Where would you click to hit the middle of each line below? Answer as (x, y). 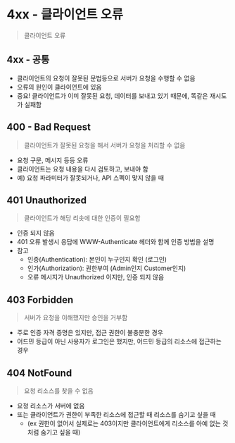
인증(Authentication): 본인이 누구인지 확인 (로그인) (97, 260)
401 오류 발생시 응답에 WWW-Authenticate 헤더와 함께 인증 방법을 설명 (115, 242)
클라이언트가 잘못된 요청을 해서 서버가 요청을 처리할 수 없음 (104, 145)
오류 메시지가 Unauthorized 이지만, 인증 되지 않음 (96, 277)
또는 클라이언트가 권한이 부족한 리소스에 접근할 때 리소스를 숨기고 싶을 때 (116, 414)
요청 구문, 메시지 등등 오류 (52, 160)
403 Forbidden (40, 299)
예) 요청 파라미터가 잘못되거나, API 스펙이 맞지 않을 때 (90, 178)
